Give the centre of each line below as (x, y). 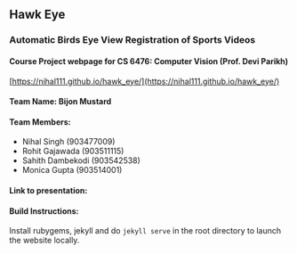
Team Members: (40, 122)
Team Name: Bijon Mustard (60, 102)
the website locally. (44, 241)
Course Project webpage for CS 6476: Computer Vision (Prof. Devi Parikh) (149, 61)
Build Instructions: (44, 211)
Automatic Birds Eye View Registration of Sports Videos (132, 40)
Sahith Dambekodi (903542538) (81, 160)
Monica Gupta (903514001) (72, 170)
